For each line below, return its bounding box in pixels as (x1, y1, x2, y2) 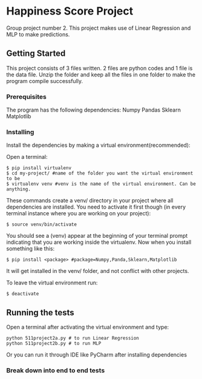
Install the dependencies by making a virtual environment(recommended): (6, 141, 191, 149)
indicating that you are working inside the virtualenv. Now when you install (6, 238, 192, 246)
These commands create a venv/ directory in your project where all (6, 197, 174, 204)
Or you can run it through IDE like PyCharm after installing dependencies (6, 351, 187, 358)
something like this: (6, 245, 55, 252)
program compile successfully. (6, 77, 83, 84)
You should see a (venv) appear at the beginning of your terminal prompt (6, 232, 188, 240)
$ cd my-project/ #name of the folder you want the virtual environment (6, 170, 194, 176)
